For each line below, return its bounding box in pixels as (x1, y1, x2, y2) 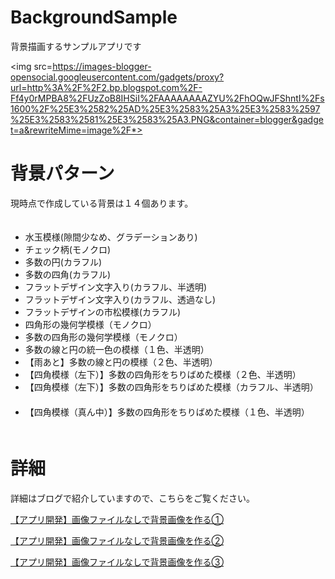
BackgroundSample (10, 6, 178, 29)
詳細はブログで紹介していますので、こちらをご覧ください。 (10, 492, 256, 504)
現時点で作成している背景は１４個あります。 (10, 197, 194, 209)
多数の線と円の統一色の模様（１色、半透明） (24, 343, 210, 355)
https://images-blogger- (52, 60, 152, 72)
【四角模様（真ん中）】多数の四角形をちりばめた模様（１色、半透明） (24, 406, 310, 418)
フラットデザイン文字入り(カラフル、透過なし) (24, 293, 217, 305)
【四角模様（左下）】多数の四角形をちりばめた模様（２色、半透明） (24, 368, 302, 380)
